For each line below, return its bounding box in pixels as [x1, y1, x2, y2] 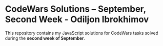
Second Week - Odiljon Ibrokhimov [5, 14, 149, 25]
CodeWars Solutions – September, [5, 3, 146, 15]
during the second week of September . [5, 35, 85, 41]
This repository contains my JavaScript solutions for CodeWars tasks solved [5, 30, 159, 36]
